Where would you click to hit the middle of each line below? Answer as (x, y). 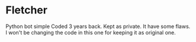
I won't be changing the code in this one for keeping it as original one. (91, 32)
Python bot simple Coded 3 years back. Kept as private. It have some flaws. (98, 26)
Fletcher (27, 10)
